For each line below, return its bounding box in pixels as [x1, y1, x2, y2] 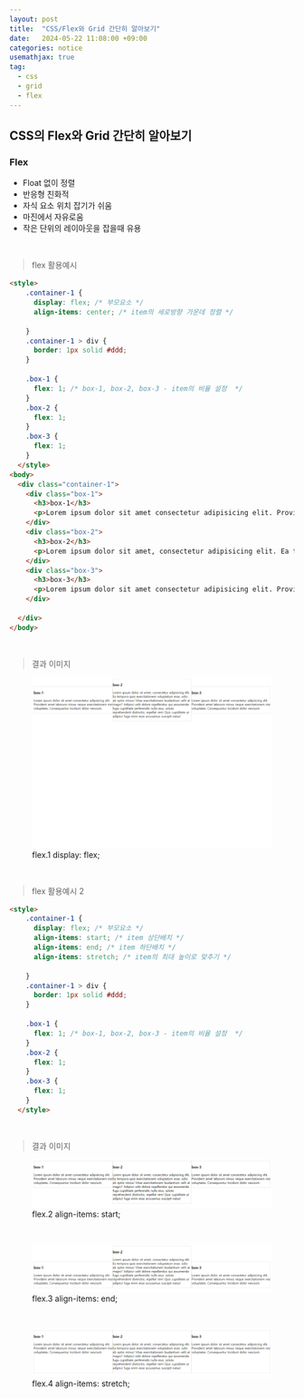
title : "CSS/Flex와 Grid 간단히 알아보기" [9, 24, 161, 34]
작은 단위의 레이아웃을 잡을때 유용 [22, 223, 142, 234]
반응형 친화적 [22, 189, 70, 199]
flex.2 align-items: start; [32, 1209, 121, 1219]
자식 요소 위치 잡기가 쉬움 [22, 200, 113, 211]
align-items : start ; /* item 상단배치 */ [33, 934, 185, 943]
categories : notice [9, 44, 83, 53]
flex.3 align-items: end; [32, 1293, 119, 1305]
